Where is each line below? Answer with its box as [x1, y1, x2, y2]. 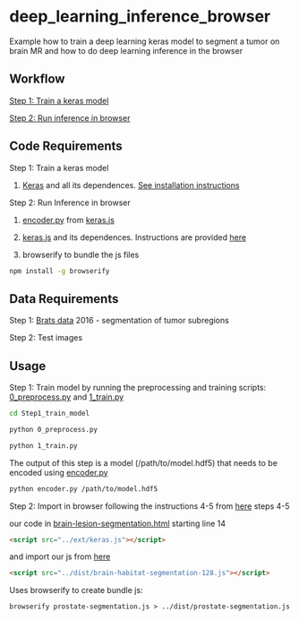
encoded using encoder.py [9, 467, 109, 478]
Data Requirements [9, 291, 119, 306]
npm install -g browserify [9, 266, 110, 275]
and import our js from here [9, 551, 111, 562]
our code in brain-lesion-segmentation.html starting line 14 [9, 518, 226, 529]
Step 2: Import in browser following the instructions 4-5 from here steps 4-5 [9, 500, 290, 512]
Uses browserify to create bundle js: [9, 585, 143, 596]
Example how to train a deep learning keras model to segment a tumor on [9, 36, 280, 47]
